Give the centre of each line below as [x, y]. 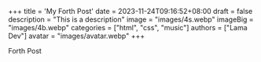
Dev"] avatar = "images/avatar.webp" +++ [77, 36]
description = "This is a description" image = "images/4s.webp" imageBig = [131, 19]
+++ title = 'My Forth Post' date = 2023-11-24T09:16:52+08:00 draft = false [130, 11]
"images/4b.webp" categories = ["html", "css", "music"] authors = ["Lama [128, 28]
